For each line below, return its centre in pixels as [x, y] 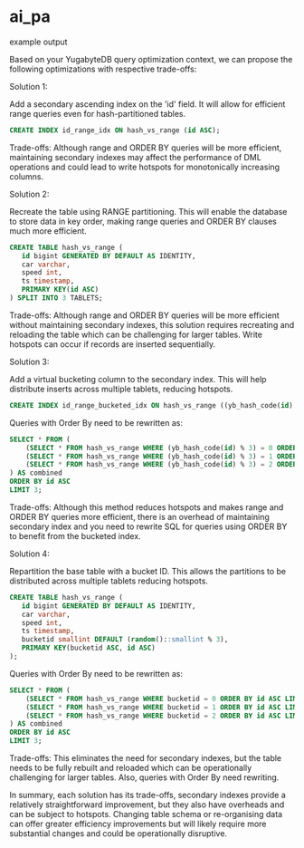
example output [38, 42]
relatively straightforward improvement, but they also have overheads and [147, 805]
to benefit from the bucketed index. [76, 535]
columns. [27, 176]
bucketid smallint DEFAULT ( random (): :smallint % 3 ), [125, 640]
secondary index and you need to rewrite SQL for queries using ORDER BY [148, 526]
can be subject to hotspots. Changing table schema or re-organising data [146, 814]
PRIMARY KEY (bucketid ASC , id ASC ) [88, 648]
